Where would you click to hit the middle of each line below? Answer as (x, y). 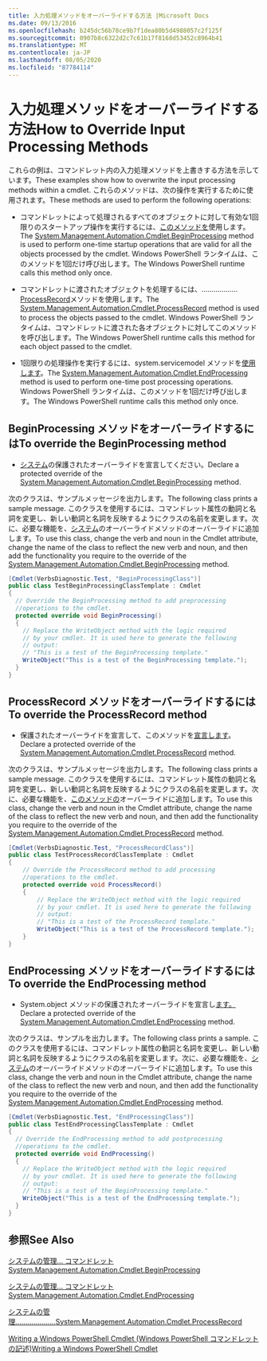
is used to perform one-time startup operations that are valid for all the (136, 244)
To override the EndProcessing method (108, 984)
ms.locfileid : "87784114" (51, 68)
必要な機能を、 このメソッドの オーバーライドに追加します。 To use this (137, 799)
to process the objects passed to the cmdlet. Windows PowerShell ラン (137, 317)
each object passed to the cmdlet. (76, 346)
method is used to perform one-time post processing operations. (126, 382)
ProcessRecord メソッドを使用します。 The (89, 299)
